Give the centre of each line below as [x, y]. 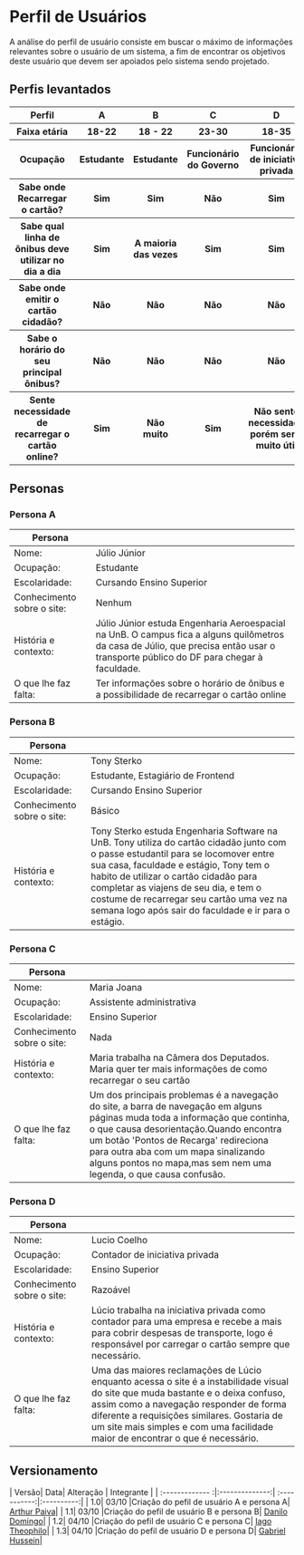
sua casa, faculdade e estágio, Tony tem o [180, 864]
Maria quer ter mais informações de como [178, 1069]
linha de [42, 237]
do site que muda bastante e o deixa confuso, [189, 1393]
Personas [37, 489]
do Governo [213, 165]
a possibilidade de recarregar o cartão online [191, 695]
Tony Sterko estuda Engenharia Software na [184, 831]
